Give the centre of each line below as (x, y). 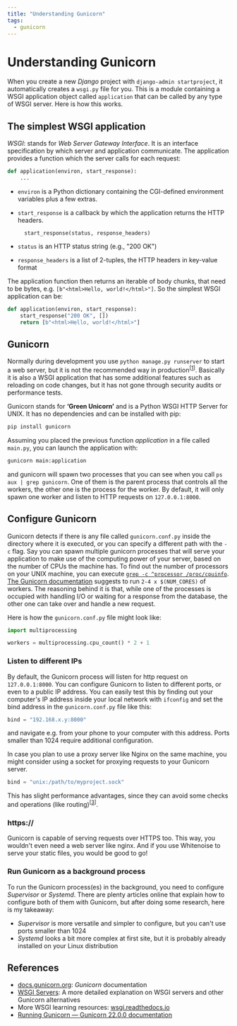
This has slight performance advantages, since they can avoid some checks (118, 795)
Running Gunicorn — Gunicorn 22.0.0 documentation (95, 1015)
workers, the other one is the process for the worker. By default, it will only (116, 489)
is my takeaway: (31, 909)
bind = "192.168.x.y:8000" (47, 719)
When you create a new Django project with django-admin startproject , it (115, 81)
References (33, 968)
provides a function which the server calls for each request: (94, 158)
